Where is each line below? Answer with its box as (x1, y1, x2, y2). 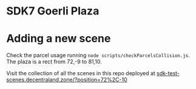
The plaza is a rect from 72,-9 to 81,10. (6, 58, 102, 66)
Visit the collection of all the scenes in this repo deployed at (6, 70, 156, 77)
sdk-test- (157, 70, 180, 77)
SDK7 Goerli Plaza (6, 4, 100, 18)
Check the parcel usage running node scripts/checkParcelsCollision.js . (6, 52, 190, 59)
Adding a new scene (6, 32, 111, 46)
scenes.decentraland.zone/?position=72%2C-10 (6, 76, 127, 84)
